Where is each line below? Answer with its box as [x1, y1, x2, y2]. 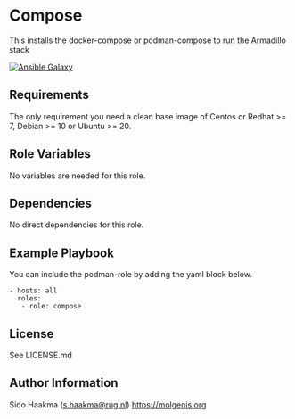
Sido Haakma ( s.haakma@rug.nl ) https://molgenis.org [9, 398, 207, 410]
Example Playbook [9, 245, 114, 260]
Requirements [9, 87, 89, 103]
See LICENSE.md [9, 349, 73, 360]
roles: [17, 294, 42, 303]
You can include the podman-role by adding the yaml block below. [9, 269, 252, 280]
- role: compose [20, 302, 82, 311]
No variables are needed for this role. [9, 170, 146, 181]
